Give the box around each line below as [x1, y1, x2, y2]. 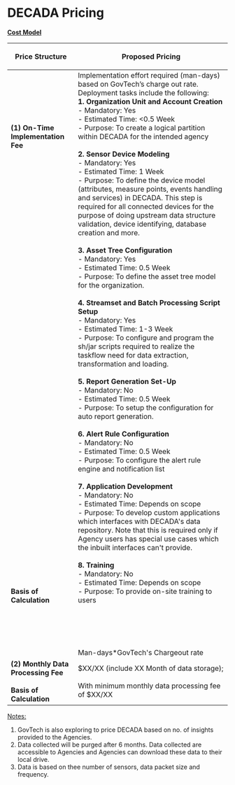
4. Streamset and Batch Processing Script [78, 297, 220, 307]
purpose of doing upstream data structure [78, 210, 216, 220]
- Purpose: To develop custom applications [78, 507, 220, 517]
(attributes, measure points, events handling [78, 184, 222, 194]
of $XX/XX [78, 689, 113, 699]
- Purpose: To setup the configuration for [78, 402, 214, 412]
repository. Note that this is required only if [78, 525, 218, 535]
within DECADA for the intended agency [78, 132, 209, 141]
